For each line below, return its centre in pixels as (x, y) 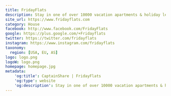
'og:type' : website (35, 81)
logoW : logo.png (22, 62)
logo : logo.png (21, 57)
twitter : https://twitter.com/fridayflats (51, 39)
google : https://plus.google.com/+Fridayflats (55, 34)
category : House (22, 24)
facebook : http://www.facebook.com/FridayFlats (57, 29)
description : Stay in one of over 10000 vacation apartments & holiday (83, 15)
